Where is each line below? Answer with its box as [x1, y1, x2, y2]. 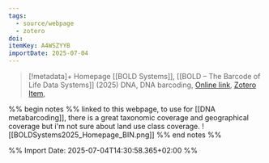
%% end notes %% [156, 130, 222, 140]
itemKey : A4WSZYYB [8, 42, 70, 50]
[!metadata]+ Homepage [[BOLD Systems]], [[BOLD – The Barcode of [28, 72, 261, 81]
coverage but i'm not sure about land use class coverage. [8, 122, 201, 131]
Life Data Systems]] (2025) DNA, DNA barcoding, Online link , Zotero [28, 80, 257, 90]
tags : [8, 11, 27, 20]
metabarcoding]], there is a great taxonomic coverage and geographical [8, 113, 250, 122]
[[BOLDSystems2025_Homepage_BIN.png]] [8, 130, 156, 140]
